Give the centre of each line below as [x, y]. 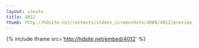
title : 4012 [21, 17]
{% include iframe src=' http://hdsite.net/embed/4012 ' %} [76, 39]
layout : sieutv [25, 11]
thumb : [14, 22]
